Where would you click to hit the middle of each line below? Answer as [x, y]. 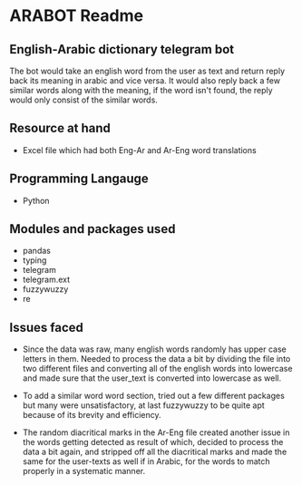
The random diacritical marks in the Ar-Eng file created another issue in [156, 432]
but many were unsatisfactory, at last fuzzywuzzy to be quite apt [143, 405]
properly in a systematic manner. [84, 471]
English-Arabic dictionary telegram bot [122, 49]
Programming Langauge [79, 179]
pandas [37, 251]
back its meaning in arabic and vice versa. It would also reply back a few [145, 81]
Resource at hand [60, 128]
